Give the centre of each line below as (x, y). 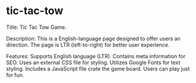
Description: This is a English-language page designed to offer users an (94, 38)
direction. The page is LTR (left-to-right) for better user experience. (88, 45)
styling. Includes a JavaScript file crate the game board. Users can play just (98, 68)
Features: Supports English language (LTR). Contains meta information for (96, 56)
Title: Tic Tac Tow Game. (36, 27)
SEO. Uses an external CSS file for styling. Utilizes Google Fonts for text (93, 62)
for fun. (15, 75)
